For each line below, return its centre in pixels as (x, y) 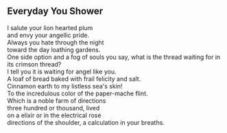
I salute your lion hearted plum (50, 27)
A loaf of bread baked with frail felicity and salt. (74, 79)
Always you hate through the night (56, 42)
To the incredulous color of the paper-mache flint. (78, 93)
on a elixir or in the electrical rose (54, 115)
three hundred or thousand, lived (53, 108)
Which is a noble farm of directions (57, 100)
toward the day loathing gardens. (54, 49)
